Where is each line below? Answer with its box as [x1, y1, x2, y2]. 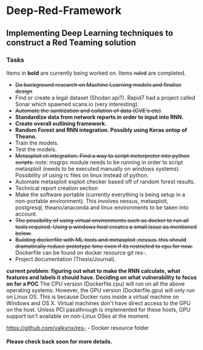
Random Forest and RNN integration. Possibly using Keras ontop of [15, 126, 188, 134]
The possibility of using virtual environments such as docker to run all [15, 216, 189, 224]
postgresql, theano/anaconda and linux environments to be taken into [15, 204, 189, 211]
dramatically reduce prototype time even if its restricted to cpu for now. [15, 242, 193, 250]
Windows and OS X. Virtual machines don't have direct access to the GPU [6, 299, 191, 307]
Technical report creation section [15, 184, 98, 191]
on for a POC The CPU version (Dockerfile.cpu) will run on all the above [6, 280, 185, 287]
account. [15, 210, 38, 218]
